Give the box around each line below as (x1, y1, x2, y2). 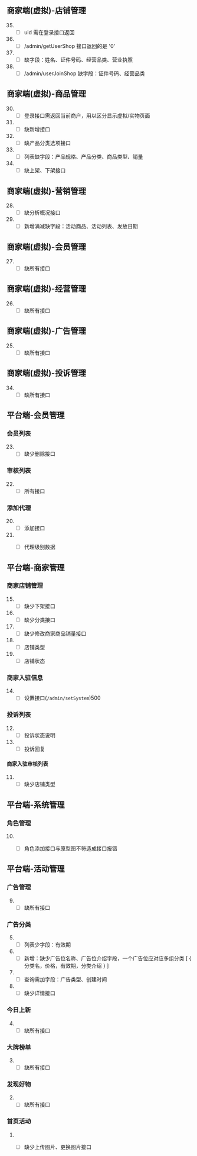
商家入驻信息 (6, 674, 44, 682)
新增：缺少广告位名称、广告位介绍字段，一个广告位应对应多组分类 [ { (24, 955, 192, 962)
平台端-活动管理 (6, 864, 65, 874)
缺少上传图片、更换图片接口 (24, 1143, 92, 1150)
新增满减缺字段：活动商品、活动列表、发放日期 (24, 223, 138, 230)
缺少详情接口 (24, 990, 55, 997)
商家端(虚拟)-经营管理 (6, 284, 86, 294)
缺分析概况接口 (24, 209, 61, 216)
